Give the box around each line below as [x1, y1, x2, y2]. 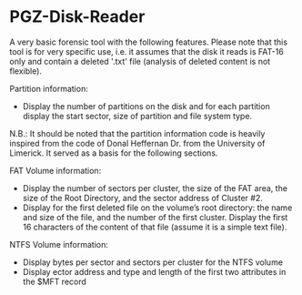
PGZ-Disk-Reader [9, 6, 146, 27]
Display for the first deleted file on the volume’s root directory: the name [22, 202, 293, 213]
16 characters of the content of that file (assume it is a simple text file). [22, 221, 287, 232]
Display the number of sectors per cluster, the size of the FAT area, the [22, 182, 288, 193]
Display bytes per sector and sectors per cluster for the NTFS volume [22, 257, 284, 268]
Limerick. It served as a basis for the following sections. [9, 147, 218, 158]
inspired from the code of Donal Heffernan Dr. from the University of [9, 137, 266, 148]
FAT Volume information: [9, 165, 102, 176]
